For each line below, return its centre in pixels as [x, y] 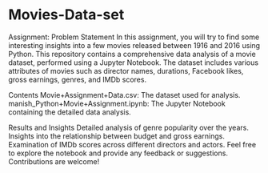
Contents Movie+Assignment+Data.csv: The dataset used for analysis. [124, 95]
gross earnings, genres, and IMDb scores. [77, 79]
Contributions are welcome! [54, 161]
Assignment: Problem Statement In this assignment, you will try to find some [134, 37]
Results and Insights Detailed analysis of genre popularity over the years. [129, 127]
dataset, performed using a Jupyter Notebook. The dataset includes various [133, 62]
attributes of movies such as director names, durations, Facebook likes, [126, 70]
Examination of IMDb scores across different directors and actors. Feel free [132, 144]
